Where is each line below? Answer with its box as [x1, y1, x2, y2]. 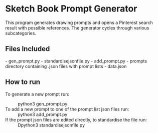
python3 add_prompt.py [18, 111, 68, 117]
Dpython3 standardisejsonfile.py [18, 122, 85, 128]
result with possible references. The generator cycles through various [5, 24, 149, 30]
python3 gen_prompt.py [18, 100, 68, 106]
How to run [5, 78, 41, 86]
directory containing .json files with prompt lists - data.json [5, 63, 127, 69]
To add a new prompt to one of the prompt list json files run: [5, 106, 129, 112]
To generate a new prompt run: [5, 91, 69, 97]
